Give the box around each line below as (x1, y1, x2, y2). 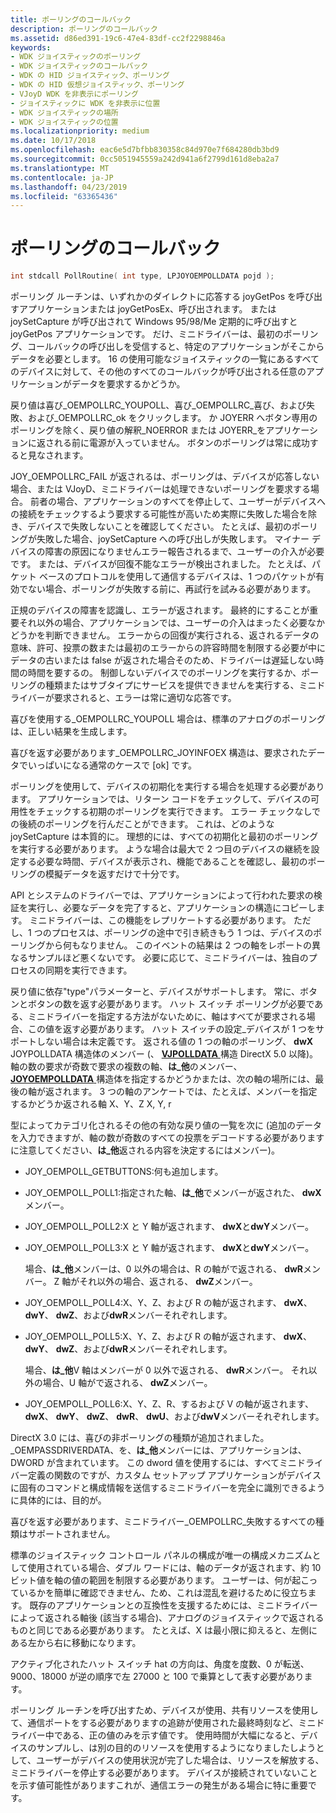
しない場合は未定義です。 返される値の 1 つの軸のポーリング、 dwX (36, 1036, 314, 1048)
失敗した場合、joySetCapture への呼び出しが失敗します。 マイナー (36, 533, 310, 545)
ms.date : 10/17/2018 (10, 136, 97, 146)
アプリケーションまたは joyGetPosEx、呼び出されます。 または (18, 303, 277, 315)
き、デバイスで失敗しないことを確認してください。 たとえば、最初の (10, 521, 292, 533)
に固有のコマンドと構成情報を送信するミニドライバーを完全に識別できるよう (10, 1482, 326, 1494)
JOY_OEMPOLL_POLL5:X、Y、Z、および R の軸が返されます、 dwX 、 (24, 1331, 312, 1343)
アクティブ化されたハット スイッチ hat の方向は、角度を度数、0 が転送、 (10, 1658, 310, 1670)
